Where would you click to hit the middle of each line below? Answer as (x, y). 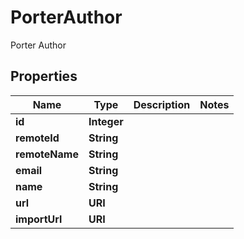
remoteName (47, 154)
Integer (106, 121)
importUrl (39, 219)
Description (162, 104)
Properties (44, 76)
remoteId (37, 138)
